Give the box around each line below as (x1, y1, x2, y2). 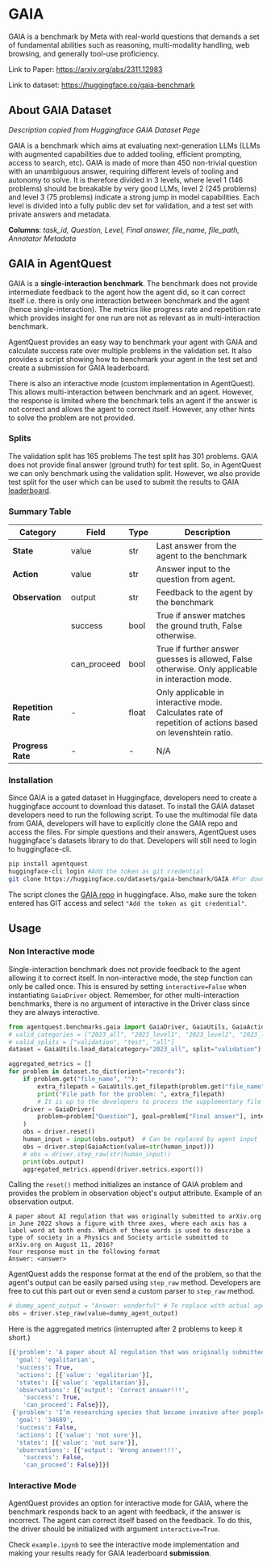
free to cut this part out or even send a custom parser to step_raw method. (8, 1286, 256, 1296)
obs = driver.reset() (23, 1128, 95, 1136)
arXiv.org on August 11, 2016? (8, 1241, 114, 1249)
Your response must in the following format (8, 1248, 161, 1257)
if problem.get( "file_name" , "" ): (23, 1076, 139, 1084)
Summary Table (8, 506, 72, 517)
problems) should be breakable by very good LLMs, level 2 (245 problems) (8, 183, 257, 193)
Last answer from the (156, 541, 237, 552)
